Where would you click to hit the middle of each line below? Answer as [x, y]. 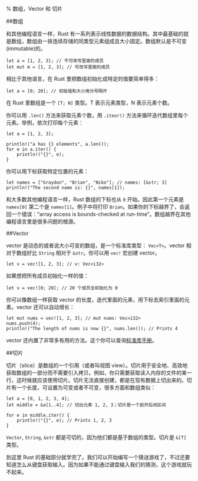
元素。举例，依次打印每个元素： [45, 122]
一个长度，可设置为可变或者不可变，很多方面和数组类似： [86, 387]
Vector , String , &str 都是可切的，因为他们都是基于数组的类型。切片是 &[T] [96, 437]
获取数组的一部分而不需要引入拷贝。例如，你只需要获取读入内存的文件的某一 [99, 373]
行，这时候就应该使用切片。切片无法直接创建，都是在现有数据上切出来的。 [96, 380]
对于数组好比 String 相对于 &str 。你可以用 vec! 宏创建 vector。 [83, 253]
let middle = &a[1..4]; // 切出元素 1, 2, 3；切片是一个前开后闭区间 [86, 405]
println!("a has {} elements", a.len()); [58, 144]
